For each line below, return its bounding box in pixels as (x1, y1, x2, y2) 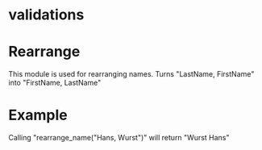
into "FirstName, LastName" (8, 78, 102, 88)
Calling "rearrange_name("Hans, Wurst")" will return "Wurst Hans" (8, 133, 230, 143)
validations (8, 6, 85, 24)
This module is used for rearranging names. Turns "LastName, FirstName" (8, 69, 255, 79)
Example (8, 106, 68, 124)
